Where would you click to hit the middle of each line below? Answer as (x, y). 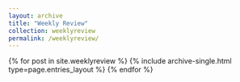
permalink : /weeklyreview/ (54, 38)
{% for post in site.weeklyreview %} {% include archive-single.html (120, 61)
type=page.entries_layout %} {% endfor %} (81, 70)
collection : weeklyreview (52, 31)
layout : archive (36, 16)
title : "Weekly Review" (48, 23)
